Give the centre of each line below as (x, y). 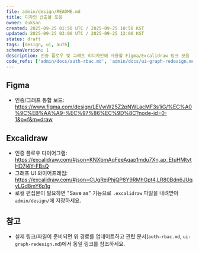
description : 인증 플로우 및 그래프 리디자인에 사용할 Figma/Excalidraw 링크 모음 (98, 56)
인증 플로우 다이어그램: (41, 153)
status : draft (24, 39)
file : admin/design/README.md (44, 12)
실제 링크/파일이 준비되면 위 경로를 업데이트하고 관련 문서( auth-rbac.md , (98, 236)
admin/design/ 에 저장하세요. (48, 201)
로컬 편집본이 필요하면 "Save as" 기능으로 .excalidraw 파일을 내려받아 (97, 193)
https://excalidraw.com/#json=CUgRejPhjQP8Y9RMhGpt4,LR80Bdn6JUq (104, 180)
